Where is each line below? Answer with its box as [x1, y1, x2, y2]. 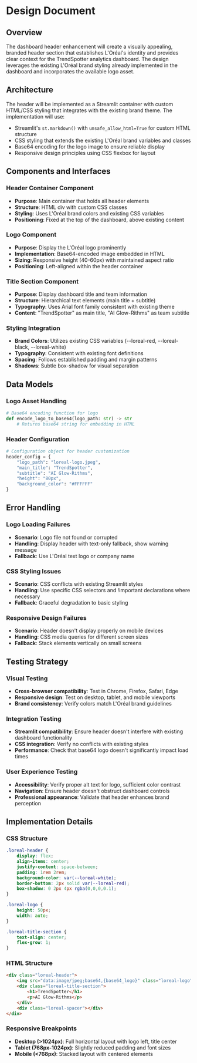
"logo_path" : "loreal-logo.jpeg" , [16, 459, 101, 465]
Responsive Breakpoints [6, 1024, 77, 1032]
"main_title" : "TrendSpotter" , [16, 465, 93, 471]
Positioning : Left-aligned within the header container [14, 262, 144, 269]
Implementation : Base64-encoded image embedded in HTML [14, 250, 165, 257]
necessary [14, 593, 40, 600]
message [14, 546, 37, 553]
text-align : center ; [16, 934, 67, 940]
